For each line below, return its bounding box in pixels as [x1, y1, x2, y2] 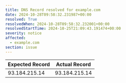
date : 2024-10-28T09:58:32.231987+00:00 [5, 12, 92, 17]
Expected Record [8, 61, 50, 68]
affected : [5, 36, 26, 41]
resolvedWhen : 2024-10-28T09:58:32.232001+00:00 [5, 21, 110, 27]
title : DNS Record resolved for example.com [5, 7, 101, 13]
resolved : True [5, 17, 37, 22]
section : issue [5, 45, 37, 50]
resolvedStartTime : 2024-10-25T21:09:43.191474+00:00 [5, 26, 121, 31]
